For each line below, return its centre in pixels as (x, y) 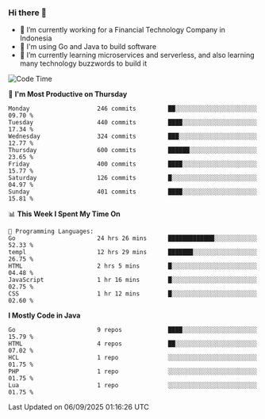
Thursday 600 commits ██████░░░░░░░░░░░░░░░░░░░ (133, 150)
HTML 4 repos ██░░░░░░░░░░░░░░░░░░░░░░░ (133, 344)
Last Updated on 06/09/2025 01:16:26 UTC (79, 407)
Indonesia (36, 38)
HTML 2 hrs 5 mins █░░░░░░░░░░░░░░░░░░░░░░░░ (133, 266)
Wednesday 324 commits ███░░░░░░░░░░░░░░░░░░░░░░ (133, 137)
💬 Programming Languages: (51, 232)
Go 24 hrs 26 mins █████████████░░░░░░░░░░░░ (133, 238)
